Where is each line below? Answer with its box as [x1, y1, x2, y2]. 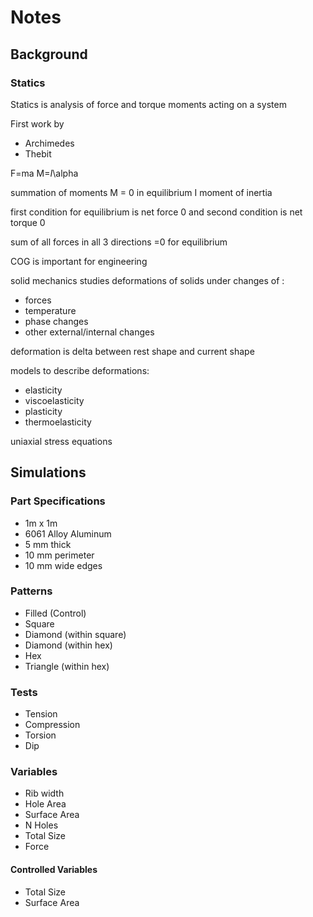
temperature [24, 304, 77, 316]
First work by [10, 117, 65, 130]
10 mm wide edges [24, 559, 103, 571]
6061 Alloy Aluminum [24, 527, 112, 540]
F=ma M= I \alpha [10, 167, 79, 179]
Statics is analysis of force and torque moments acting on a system [10, 98, 287, 110]
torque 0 [10, 216, 46, 228]
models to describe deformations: [10, 364, 150, 376]
